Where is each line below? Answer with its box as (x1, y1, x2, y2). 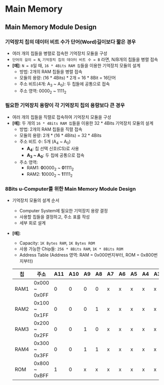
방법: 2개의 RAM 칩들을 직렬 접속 (19, 126, 82, 132)
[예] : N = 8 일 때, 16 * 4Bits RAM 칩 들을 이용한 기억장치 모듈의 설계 (12, 62, 141, 68)
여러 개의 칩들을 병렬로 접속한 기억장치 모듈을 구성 (12, 50, 107, 56)
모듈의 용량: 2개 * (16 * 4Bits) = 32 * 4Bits (19, 132, 102, 138)
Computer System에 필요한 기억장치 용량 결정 (19, 208, 108, 214)
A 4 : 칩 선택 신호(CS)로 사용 (26, 145, 79, 152)
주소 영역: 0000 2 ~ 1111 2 (19, 88, 67, 95)
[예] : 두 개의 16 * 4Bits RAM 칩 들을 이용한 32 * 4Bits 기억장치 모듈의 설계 (12, 120, 154, 126)
